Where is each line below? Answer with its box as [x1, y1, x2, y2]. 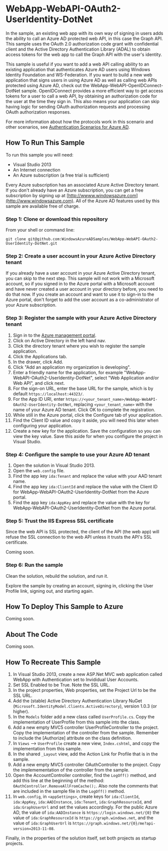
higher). [12, 708, 29, 714]
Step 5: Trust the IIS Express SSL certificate [5, 517, 114, 524]
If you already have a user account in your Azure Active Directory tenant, [5, 270, 156, 276]
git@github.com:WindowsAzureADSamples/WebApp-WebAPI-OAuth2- [27, 237, 158, 242]
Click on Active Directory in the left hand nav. [12, 337, 106, 343]
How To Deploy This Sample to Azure [5, 602, 123, 611]
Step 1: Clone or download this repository [5, 216, 108, 223]
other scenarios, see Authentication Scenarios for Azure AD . [5, 124, 130, 130]
